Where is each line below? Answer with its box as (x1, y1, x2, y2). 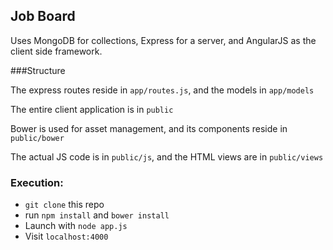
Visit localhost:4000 (24, 230, 109, 243)
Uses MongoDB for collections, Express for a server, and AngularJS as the (10, 34, 317, 46)
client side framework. (10, 45, 103, 57)
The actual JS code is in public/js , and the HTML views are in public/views (10, 150, 324, 163)
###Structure (10, 64, 66, 76)
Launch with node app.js (24, 220, 128, 232)
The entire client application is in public (10, 103, 174, 115)
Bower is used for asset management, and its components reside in (10, 122, 288, 134)
